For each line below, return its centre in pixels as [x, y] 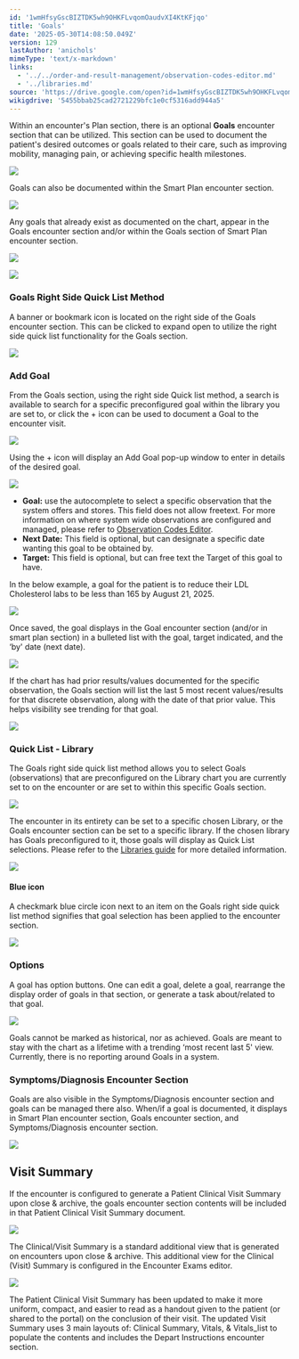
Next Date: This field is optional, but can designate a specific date [143, 538]
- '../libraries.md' [55, 84]
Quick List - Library [52, 749]
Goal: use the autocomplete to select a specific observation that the [147, 501]
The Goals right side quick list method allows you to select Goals [128, 768]
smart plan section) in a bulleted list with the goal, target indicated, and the [146, 637]
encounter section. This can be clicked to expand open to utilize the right [143, 326]
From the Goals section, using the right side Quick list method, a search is [144, 395]
